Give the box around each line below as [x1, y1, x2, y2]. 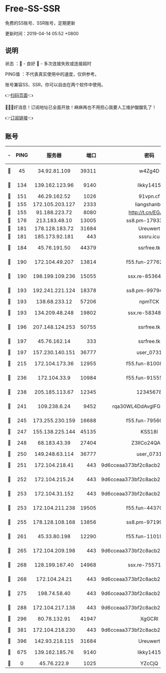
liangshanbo [135, 201, 164, 208]
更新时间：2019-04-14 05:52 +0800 [5, 30, 79, 36]
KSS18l [140, 428, 158, 435]
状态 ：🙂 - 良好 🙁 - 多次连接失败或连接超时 [5, 60, 91, 66]
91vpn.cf [138, 193, 160, 200]
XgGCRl [140, 615, 159, 622]
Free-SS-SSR [5, 3, 60, 14]
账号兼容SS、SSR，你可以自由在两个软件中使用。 [5, 81, 106, 87]
